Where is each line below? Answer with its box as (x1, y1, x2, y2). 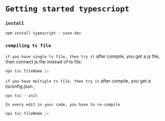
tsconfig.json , (5, 83, 36, 89)
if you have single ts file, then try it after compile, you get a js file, (5, 53, 160, 59)
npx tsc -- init (5, 93, 38, 98)
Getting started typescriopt (5, 4, 130, 14)
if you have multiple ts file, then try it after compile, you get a (5, 78, 151, 84)
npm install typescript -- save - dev (5, 31, 81, 36)
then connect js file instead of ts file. (5, 58, 82, 65)
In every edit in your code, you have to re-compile (5, 102, 120, 107)
